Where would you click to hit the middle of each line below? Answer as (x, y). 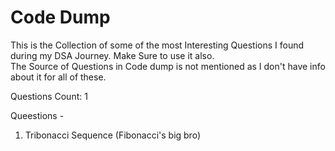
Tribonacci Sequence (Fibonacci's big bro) (113, 135)
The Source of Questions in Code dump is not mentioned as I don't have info (168, 66)
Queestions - (37, 115)
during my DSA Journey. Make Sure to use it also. (112, 55)
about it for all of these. (58, 77)
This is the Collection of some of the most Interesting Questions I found (157, 45)
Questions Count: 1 (49, 96)
